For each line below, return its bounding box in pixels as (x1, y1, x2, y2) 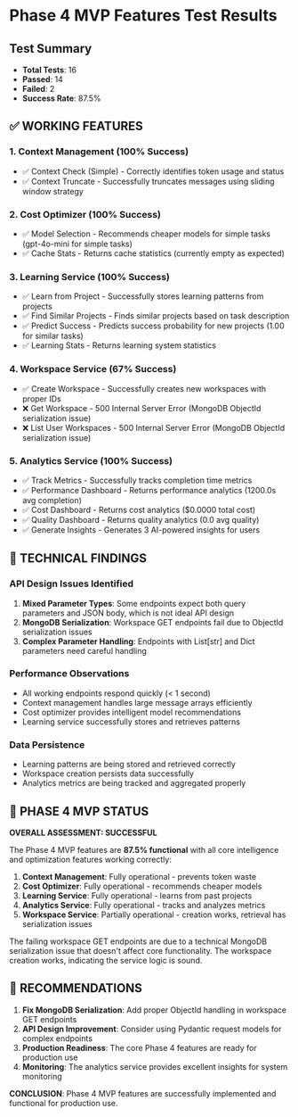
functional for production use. (9, 1097, 118, 1108)
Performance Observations (9, 667, 130, 680)
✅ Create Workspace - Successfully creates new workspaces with (21, 383, 267, 393)
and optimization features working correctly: (9, 854, 172, 865)
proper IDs (21, 393, 61, 404)
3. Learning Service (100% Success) (9, 270, 171, 283)
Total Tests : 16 (21, 64, 77, 75)
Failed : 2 (21, 84, 55, 94)
